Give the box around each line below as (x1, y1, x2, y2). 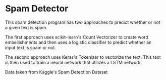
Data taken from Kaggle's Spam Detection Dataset (5, 69, 108, 75)
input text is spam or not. (5, 44, 56, 50)
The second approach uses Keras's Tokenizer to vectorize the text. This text (5, 54, 161, 60)
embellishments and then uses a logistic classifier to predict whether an (5, 39, 152, 45)
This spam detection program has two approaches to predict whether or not (5, 19, 161, 25)
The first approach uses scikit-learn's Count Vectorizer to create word (5, 34, 149, 40)
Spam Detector (5, 3, 68, 14)
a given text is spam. (5, 24, 48, 30)
